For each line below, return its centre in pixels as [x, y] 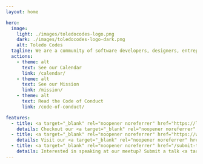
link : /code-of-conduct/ [53, 107]
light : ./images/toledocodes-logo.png [65, 34]
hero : [12, 23]
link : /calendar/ [44, 73]
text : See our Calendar [52, 68]
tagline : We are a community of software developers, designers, [95, 51]
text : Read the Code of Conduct [62, 101]
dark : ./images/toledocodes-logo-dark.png [71, 40]
